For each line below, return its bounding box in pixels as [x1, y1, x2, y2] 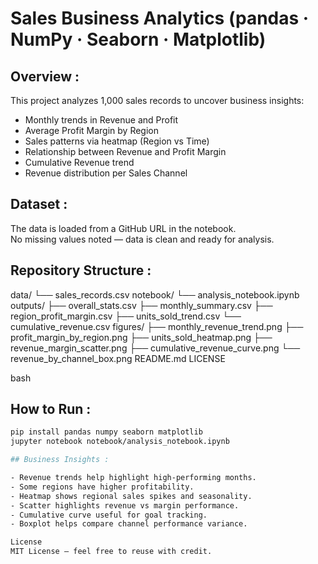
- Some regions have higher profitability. [10, 482, 195, 492]
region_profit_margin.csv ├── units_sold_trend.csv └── [10, 310, 242, 322]
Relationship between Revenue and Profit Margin [24, 146, 227, 157]
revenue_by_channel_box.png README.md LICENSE [10, 352, 226, 364]
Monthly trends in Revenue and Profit [24, 114, 179, 126]
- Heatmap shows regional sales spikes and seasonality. [10, 491, 253, 501]
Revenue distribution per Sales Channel [24, 167, 188, 179]
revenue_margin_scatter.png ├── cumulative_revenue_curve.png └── [10, 342, 301, 354]
